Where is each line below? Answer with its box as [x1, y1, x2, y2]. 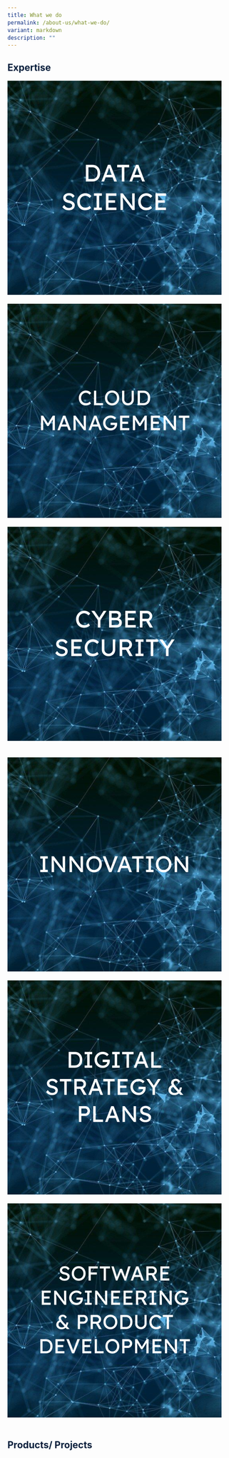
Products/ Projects [7, 1439, 93, 1452]
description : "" [7, 34, 56, 41]
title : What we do [7, 11, 62, 19]
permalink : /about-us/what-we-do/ [7, 19, 111, 26]
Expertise [7, 61, 51, 74]
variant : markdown [7, 26, 62, 34]
